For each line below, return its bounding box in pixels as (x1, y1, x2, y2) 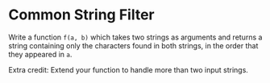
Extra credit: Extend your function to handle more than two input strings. (8, 64, 248, 74)
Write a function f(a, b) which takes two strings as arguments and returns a (8, 32, 263, 42)
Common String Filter (8, 6, 155, 24)
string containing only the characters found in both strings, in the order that (8, 40, 259, 50)
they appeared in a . (8, 49, 73, 59)
